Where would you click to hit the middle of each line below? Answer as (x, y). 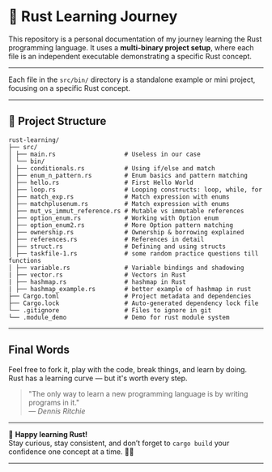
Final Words (39, 350)
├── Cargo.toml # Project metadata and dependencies (130, 296)
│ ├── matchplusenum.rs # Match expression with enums (119, 204)
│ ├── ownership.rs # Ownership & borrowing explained (126, 232)
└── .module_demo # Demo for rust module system (119, 317)
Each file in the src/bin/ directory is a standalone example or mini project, (132, 79)
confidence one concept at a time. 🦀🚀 (71, 451)
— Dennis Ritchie (57, 411)
